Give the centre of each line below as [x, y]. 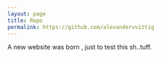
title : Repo [25, 21]
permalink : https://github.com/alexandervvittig [81, 27]
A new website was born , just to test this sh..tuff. [79, 47]
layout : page [27, 14]
